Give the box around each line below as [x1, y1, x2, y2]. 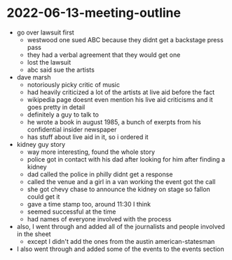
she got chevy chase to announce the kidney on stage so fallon [27, 185, 211, 193]
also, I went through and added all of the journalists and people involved [16, 222, 226, 230]
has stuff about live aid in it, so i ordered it [27, 132, 149, 141]
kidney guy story [16, 140, 66, 148]
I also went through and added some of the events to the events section [16, 245, 225, 253]
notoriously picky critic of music [27, 80, 121, 89]
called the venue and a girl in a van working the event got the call [27, 177, 216, 186]
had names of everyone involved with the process [27, 214, 172, 223]
